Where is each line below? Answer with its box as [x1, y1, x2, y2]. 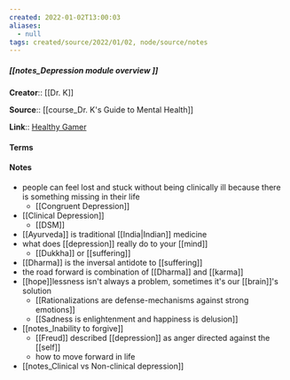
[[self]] [35, 342, 61, 353]
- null [17, 29, 42, 38]
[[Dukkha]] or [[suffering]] [35, 248, 131, 259]
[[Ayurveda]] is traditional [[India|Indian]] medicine [21, 229, 208, 240]
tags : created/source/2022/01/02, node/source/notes [9, 37, 208, 47]
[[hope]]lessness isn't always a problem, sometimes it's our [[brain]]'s [21, 276, 279, 287]
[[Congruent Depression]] [35, 201, 130, 212]
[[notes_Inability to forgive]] [21, 323, 124, 334]
